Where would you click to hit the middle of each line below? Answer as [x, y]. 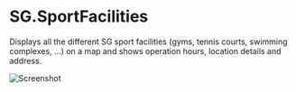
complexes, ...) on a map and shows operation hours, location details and [145, 51]
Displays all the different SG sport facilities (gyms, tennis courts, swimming [148, 41]
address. [26, 60]
